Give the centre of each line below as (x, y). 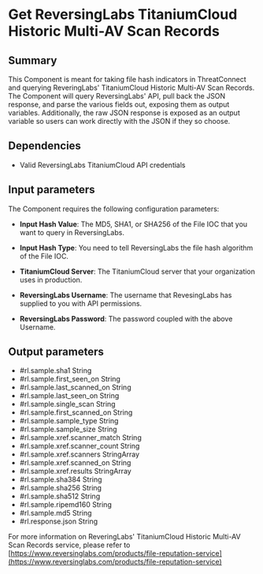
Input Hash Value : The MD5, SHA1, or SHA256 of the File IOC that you (133, 224)
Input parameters (52, 190)
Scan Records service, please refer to (69, 545)
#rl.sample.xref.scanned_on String (75, 463)
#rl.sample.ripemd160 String (65, 505)
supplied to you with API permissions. (81, 303)
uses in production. (51, 280)
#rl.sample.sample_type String (69, 421)
